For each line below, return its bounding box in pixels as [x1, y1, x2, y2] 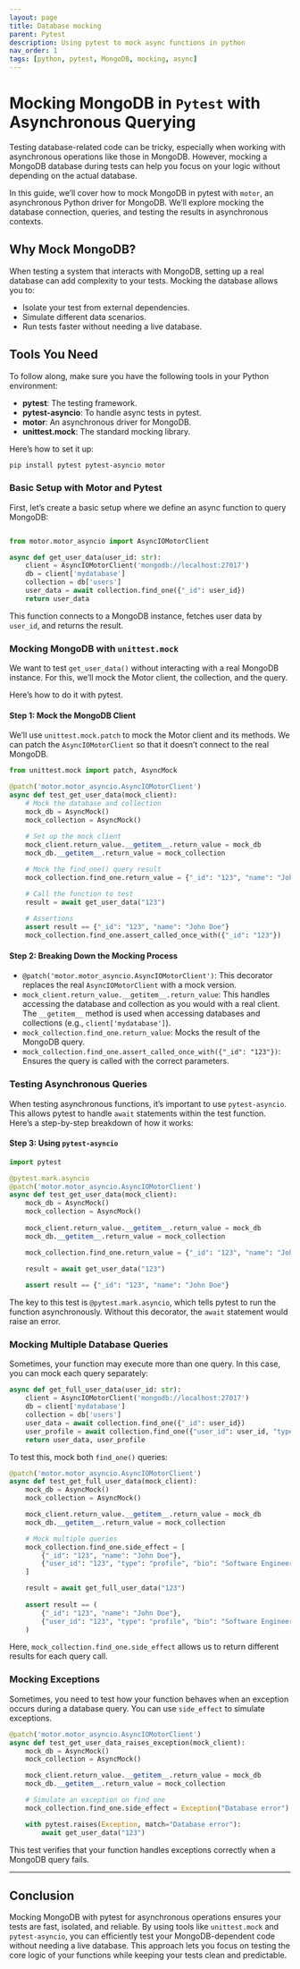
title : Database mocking [9, 21, 102, 30]
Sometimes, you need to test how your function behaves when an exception [9, 1694, 289, 1704]
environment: [9, 380, 58, 391]
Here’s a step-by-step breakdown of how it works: [9, 1117, 194, 1128]
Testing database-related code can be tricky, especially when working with [9, 141, 286, 152]
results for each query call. [9, 1651, 109, 1661]
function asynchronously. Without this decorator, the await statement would [9, 1306, 288, 1317]
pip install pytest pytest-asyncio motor [9, 461, 166, 469]
